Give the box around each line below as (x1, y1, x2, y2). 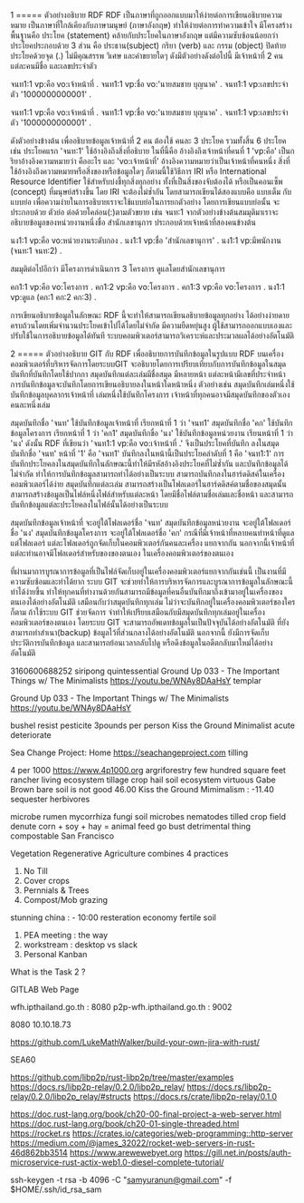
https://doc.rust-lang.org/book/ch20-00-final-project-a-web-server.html (10, 1109, 281, 1120)
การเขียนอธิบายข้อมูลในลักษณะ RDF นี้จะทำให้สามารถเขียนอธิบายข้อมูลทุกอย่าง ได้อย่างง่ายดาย (10, 310, 290, 320)
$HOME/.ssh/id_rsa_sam (10, 1184, 102, 1195)
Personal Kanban (23, 949, 88, 959)
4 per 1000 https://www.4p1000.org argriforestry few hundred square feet (10, 765, 286, 775)
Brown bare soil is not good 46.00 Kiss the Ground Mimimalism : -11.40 (10, 784, 275, 794)
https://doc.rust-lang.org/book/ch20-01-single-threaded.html (10, 1119, 240, 1129)
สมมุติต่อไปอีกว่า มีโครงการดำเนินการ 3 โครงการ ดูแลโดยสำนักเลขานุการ (10, 264, 225, 274)
